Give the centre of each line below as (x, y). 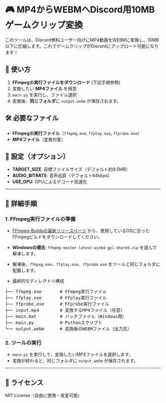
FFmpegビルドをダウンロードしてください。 (57, 237)
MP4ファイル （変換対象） (39, 139)
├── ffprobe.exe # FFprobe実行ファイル (57, 304)
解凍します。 (25, 254)
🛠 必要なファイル (32, 118)
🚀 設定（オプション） (37, 156)
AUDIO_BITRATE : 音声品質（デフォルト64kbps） (62, 176)
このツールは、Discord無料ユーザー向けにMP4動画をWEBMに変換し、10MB (82, 40)
